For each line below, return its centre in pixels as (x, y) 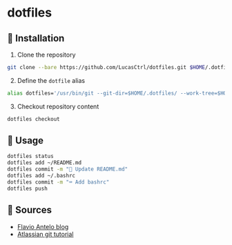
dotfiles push (28, 188)
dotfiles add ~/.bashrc (41, 176)
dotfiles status (30, 157)
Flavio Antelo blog (43, 226)
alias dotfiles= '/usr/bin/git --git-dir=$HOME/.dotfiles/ (92, 93)
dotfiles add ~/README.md (44, 163)
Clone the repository (46, 55)
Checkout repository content (58, 106)
